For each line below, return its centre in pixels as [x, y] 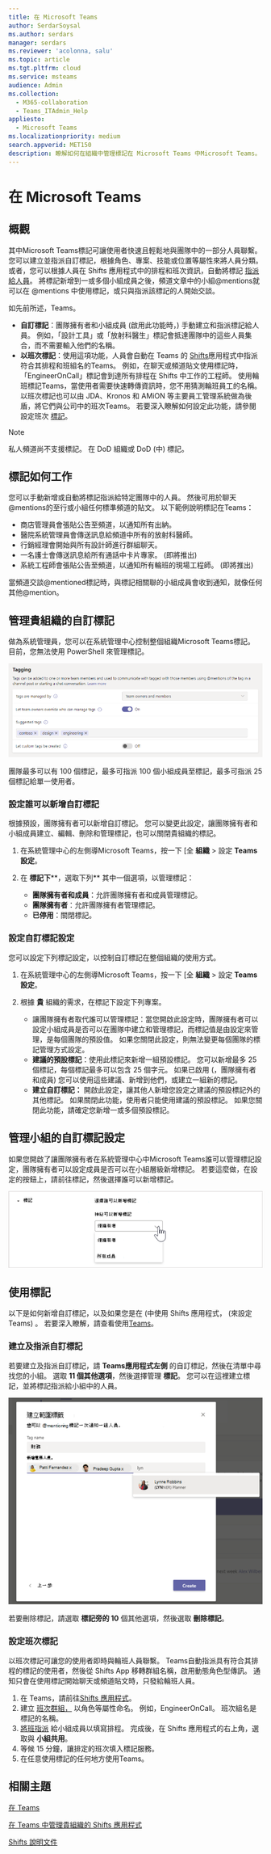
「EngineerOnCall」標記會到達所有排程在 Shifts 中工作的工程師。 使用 [136, 375]
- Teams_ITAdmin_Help [52, 111]
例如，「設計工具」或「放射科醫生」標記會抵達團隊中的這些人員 [140, 335]
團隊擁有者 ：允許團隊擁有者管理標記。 [96, 905]
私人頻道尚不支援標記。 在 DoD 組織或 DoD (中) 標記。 [99, 449]
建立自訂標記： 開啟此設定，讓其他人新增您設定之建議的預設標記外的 [146, 1089]
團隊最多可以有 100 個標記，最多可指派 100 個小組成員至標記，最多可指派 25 [135, 771]
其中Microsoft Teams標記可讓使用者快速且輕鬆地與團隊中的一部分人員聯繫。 [135, 250]
